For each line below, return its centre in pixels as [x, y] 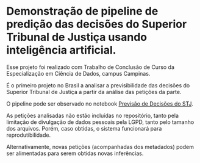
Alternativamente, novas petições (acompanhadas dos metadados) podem [100, 147]
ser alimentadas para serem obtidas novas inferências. [75, 153]
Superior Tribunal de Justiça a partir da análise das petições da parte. [94, 92]
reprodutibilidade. [28, 135]
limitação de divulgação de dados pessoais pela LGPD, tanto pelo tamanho [100, 122]
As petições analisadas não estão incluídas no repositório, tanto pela [92, 115]
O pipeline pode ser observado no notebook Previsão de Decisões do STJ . [100, 103]
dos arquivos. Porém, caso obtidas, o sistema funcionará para [84, 128]
